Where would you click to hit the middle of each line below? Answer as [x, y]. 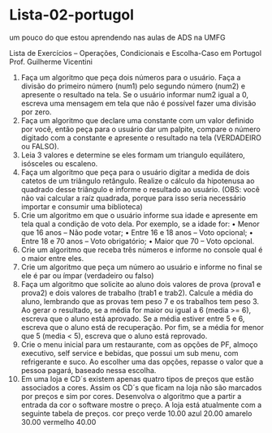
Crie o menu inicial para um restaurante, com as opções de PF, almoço [139, 344]
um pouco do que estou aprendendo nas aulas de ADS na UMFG [117, 37]
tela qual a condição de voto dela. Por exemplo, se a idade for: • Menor [140, 224]
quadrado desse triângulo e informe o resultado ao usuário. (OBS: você [140, 189]
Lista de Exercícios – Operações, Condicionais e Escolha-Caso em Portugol [136, 53]
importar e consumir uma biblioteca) [82, 206]
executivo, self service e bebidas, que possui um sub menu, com [130, 353]
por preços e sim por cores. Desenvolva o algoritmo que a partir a [131, 396]
